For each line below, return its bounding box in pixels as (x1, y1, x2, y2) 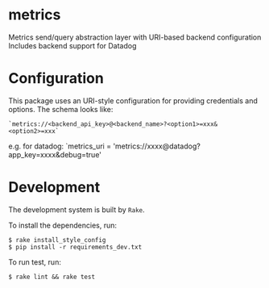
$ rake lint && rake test (8, 273, 95, 281)
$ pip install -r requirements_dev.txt (8, 243, 143, 251)
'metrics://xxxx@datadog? (112, 141, 201, 151)
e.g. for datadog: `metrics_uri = (8, 141, 111, 151)
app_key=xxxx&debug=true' (8, 149, 102, 159)
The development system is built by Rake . (8, 204, 145, 215)
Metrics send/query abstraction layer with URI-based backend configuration (8, 32, 262, 42)
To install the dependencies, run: (8, 220, 118, 230)
